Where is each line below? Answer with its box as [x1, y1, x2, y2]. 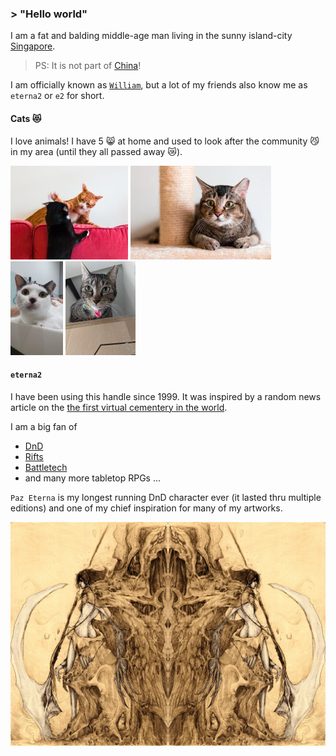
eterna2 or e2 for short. [10, 90, 105, 102]
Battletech [24, 461, 68, 473]
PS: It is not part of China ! [34, 60, 142, 72]
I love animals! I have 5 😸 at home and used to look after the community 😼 [10, 135, 320, 147]
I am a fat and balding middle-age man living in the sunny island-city [10, 30, 293, 42]
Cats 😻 [10, 112, 42, 124]
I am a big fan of [10, 420, 78, 432]
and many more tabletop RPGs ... [24, 472, 162, 484]
